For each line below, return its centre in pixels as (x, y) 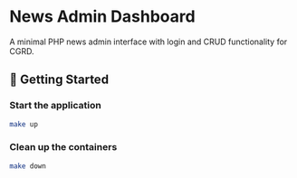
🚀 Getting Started (59, 80)
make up (24, 124)
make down (28, 166)
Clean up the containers (63, 147)
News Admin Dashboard (103, 17)
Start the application (55, 106)
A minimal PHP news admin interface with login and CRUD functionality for (148, 42)
